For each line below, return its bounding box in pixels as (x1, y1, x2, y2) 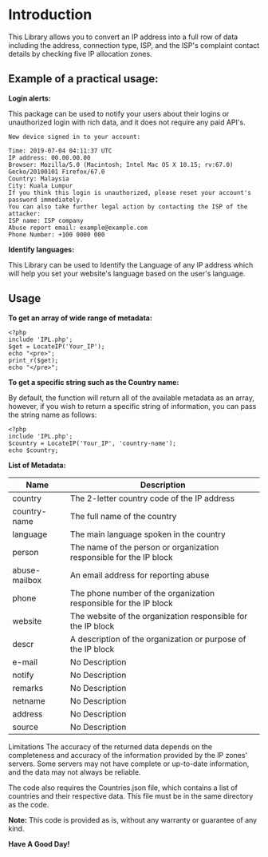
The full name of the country (70, 510, 177, 522)
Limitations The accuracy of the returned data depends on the (8, 741, 213, 752)
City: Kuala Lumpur (8, 181, 73, 189)
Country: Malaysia (8, 174, 69, 183)
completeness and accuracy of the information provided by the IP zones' (8, 750, 248, 760)
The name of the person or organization (70, 542, 219, 553)
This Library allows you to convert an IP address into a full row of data (8, 32, 238, 42)
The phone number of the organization (70, 587, 215, 598)
